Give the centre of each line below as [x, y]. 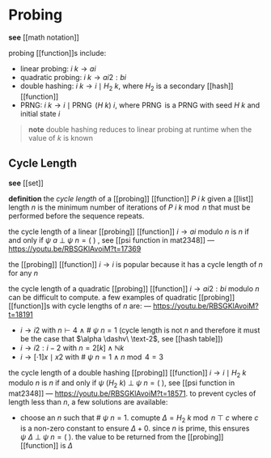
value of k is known [60, 138]
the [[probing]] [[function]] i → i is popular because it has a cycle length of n [135, 264]
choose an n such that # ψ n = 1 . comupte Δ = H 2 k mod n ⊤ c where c [139, 418]
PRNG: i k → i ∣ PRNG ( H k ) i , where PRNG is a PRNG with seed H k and [140, 105]
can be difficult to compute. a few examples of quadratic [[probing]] [122, 297]
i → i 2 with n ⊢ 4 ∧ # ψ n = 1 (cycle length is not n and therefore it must [140, 330]
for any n [23, 273]
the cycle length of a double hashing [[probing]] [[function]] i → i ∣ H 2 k [127, 373]
